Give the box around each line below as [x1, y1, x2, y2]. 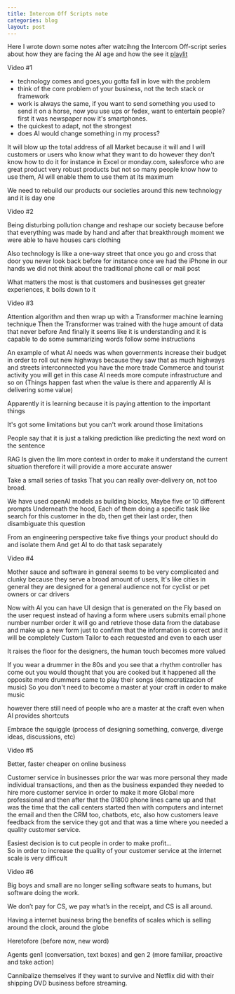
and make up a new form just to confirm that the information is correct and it [7, 626, 228, 635]
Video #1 [7, 64, 33, 72]
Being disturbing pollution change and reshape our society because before [7, 221, 224, 229]
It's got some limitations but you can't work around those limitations [7, 420, 203, 429]
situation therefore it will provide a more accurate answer [7, 462, 173, 471]
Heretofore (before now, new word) [7, 937, 109, 946]
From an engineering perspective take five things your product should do [7, 533, 219, 542]
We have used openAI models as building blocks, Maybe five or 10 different [7, 497, 225, 506]
